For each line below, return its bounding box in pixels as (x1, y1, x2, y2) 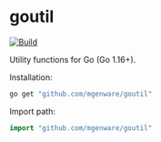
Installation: (9, 71, 53, 83)
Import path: (9, 106, 56, 117)
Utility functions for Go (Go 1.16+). (9, 54, 136, 65)
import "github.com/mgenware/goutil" (9, 123, 153, 133)
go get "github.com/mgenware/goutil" (9, 89, 153, 98)
